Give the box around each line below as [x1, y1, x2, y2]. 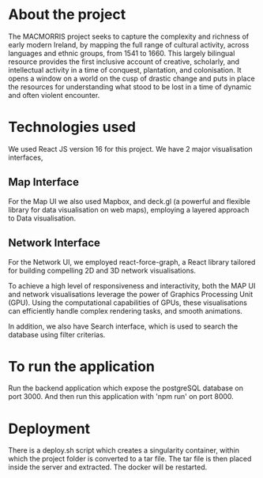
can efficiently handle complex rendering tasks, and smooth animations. [8, 306, 243, 315]
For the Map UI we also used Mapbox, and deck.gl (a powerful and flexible [8, 196, 250, 206]
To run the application [8, 357, 156, 375]
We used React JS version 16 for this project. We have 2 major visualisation [8, 144, 253, 153]
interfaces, [8, 152, 43, 162]
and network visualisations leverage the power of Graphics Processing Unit [8, 289, 254, 299]
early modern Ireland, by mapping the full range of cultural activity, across [8, 40, 250, 49]
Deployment [8, 420, 91, 438]
